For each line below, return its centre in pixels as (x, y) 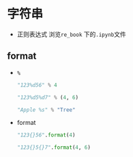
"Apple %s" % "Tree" (46, 110)
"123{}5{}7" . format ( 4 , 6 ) (54, 147)
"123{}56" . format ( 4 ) (46, 135)
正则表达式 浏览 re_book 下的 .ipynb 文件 (71, 34)
